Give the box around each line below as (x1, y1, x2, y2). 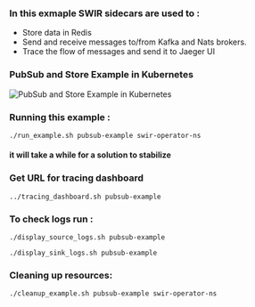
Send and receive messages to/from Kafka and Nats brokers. (21, 36, 247, 47)
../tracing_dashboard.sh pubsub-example (9, 192, 162, 201)
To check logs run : (9, 213, 94, 225)
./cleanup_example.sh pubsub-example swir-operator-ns (9, 289, 218, 298)
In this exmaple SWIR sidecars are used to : (9, 7, 201, 20)
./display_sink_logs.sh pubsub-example (9, 248, 158, 258)
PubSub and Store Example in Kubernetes (9, 69, 194, 81)
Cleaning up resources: (9, 270, 113, 281)
